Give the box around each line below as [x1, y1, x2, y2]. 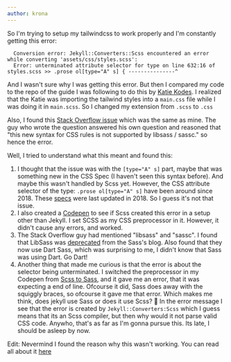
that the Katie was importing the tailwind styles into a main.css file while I [7, 95, 216, 103]
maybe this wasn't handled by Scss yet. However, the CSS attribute [17, 179, 210, 188]
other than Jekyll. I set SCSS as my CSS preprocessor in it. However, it [17, 216, 219, 224]
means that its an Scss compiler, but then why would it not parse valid [17, 311, 217, 320]
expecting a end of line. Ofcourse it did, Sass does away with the [17, 282, 203, 291]
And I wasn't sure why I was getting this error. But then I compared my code [7, 80, 225, 89]
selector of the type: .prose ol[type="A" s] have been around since [17, 186, 213, 194]
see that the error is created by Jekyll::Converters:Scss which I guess [17, 304, 221, 312]
